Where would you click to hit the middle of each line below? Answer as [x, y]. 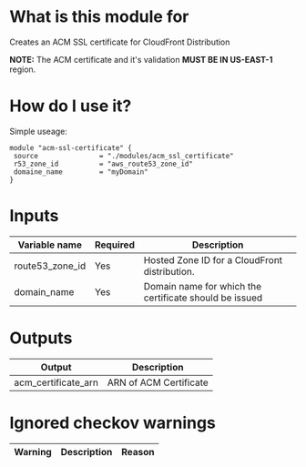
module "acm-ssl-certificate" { [71, 147]
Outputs [41, 338]
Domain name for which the [203, 286]
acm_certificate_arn [56, 382]
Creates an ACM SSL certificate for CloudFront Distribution [120, 42]
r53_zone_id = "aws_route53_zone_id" [103, 164]
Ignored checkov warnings [113, 423]
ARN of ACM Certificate [158, 382]
